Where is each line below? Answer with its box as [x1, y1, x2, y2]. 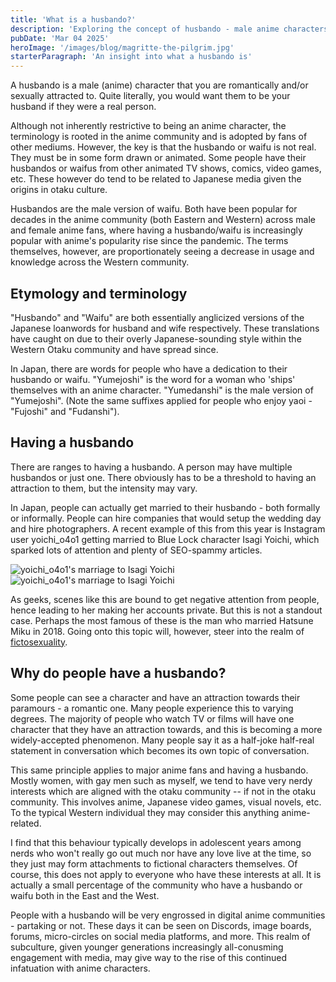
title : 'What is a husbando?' [10, 14, 137, 25]
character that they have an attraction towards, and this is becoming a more [10, 723, 323, 735]
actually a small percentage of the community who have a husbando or [10, 879, 303, 891]
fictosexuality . [10, 636, 68, 648]
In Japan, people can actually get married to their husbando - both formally [10, 501, 321, 513]
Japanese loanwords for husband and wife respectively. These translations [10, 322, 320, 334]
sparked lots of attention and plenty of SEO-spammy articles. [10, 544, 263, 556]
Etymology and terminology [10, 285, 188, 302]
